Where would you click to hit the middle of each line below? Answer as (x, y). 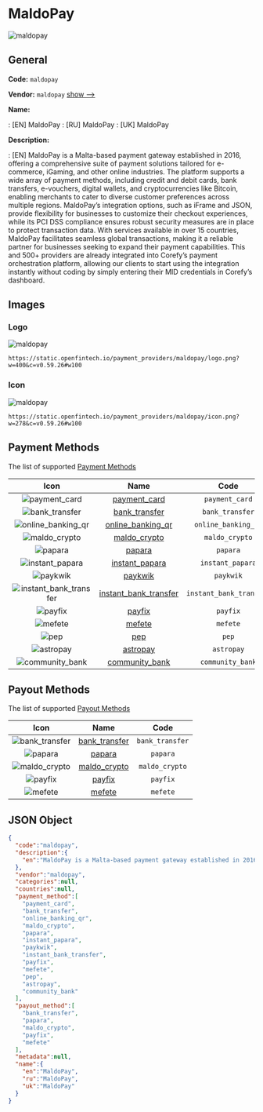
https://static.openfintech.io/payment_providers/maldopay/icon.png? (124, 417)
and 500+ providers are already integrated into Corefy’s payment (113, 255)
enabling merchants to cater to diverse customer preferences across (119, 196)
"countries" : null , (45, 889)
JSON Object (40, 820)
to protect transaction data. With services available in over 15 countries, (123, 230)
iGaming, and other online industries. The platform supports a (146, 171)
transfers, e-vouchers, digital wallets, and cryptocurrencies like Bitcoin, (123, 188)
